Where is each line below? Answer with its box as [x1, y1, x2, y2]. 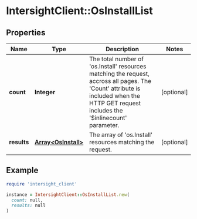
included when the [89, 92, 141, 99]
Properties [6, 28, 46, 38]
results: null [11, 203, 46, 208]
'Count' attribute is [89, 84, 141, 92]
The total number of [89, 55, 144, 63]
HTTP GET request [89, 99, 141, 107]
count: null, [11, 197, 43, 203]
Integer [34, 88, 56, 96]
